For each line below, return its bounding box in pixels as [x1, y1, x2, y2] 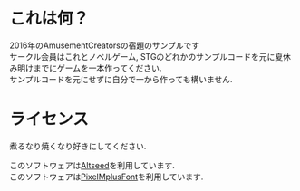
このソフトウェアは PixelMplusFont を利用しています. [9, 171, 204, 182]
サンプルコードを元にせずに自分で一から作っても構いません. [9, 73, 233, 84]
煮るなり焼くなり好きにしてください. [9, 140, 147, 151]
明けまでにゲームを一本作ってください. [16, 62, 162, 73]
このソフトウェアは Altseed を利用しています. [9, 159, 175, 170]
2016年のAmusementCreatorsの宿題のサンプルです [9, 40, 200, 51]
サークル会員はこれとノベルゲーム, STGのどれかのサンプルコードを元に [9, 51, 276, 62]
